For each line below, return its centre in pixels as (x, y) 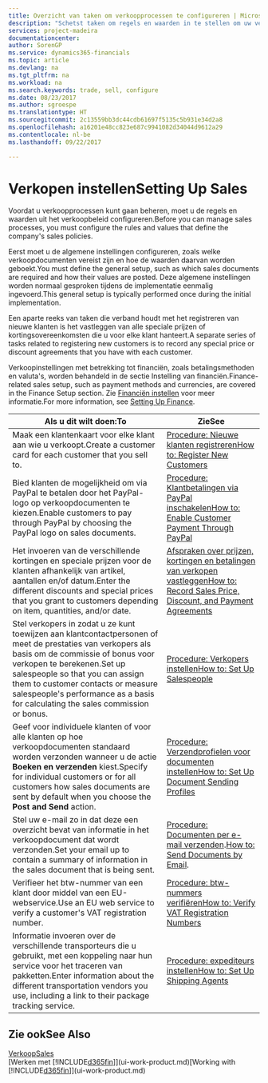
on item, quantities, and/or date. (72, 611)
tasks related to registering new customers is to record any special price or (132, 344)
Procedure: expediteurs (211, 961)
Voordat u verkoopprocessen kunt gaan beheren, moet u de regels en (123, 211)
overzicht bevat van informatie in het (81, 830)
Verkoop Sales (31, 1053)
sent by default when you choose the (82, 797)
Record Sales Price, (203, 591)
